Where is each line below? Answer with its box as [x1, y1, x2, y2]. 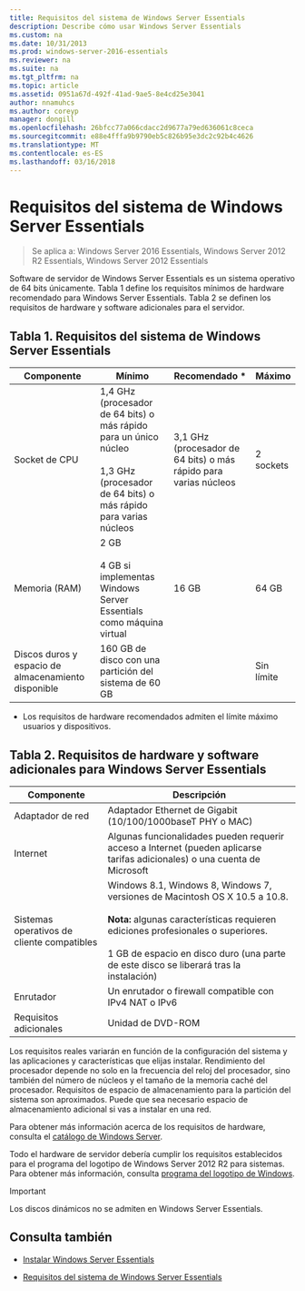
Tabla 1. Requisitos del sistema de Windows [9, 329, 261, 344]
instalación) [107, 971, 158, 983]
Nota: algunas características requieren [107, 913, 277, 926]
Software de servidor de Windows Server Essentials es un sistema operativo [9, 273, 295, 284]
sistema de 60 [99, 676, 162, 689]
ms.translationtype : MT [9, 140, 100, 149]
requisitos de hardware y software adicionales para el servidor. [9, 302, 245, 313]
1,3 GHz [99, 465, 136, 478]
